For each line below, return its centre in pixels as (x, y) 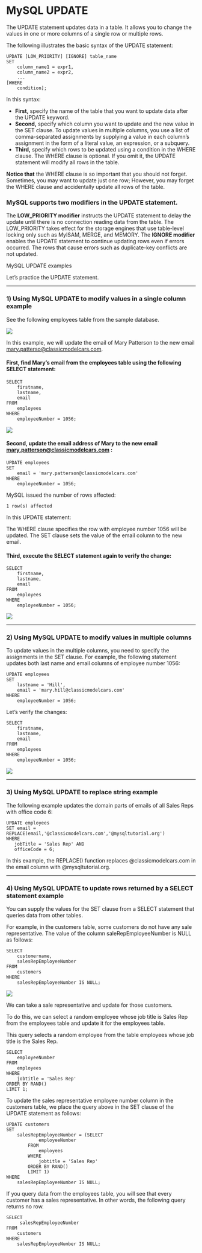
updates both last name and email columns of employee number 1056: (93, 663)
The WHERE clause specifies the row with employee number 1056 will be (97, 529)
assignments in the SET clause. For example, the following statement (91, 657)
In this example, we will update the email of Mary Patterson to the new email (100, 342)
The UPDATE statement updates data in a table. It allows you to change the (99, 27)
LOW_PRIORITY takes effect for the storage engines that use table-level (95, 228)
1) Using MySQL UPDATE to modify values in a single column (96, 299)
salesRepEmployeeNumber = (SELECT (60, 1135)
